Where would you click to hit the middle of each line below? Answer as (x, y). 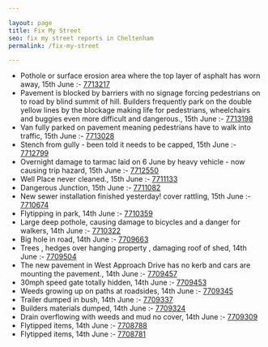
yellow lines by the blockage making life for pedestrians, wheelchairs (135, 110)
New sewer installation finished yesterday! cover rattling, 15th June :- (135, 196)
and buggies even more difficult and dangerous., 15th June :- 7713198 (136, 119)
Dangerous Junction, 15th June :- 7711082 (90, 188)
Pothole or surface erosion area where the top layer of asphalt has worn (140, 76)
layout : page (30, 23)
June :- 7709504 (48, 257)
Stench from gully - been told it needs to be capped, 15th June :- (128, 145)
